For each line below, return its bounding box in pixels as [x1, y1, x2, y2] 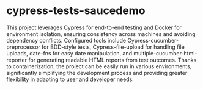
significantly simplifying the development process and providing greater [6, 69, 188, 76]
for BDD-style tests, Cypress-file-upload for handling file [42, 43, 185, 51]
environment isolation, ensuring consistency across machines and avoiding [6, 30, 196, 37]
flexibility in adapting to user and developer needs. [6, 76, 135, 83]
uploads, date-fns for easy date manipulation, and [6, 49, 133, 57]
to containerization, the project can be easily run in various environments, [6, 62, 192, 70]
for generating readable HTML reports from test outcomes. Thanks [28, 56, 197, 63]
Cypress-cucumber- [127, 37, 179, 44]
